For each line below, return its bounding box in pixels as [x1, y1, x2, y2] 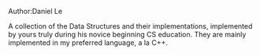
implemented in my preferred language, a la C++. [8, 38, 168, 47]
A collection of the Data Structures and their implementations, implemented [8, 22, 253, 30]
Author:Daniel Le [8, 7, 63, 15]
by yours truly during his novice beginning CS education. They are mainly [8, 30, 247, 39]
